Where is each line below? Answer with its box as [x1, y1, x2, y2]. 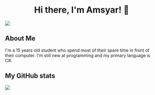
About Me [5, 34, 35, 43]
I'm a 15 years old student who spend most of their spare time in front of [5, 47, 150, 53]
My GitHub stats [5, 72, 55, 80]
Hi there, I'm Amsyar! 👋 [34, 4, 130, 16]
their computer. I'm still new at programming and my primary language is [5, 52, 151, 58]
